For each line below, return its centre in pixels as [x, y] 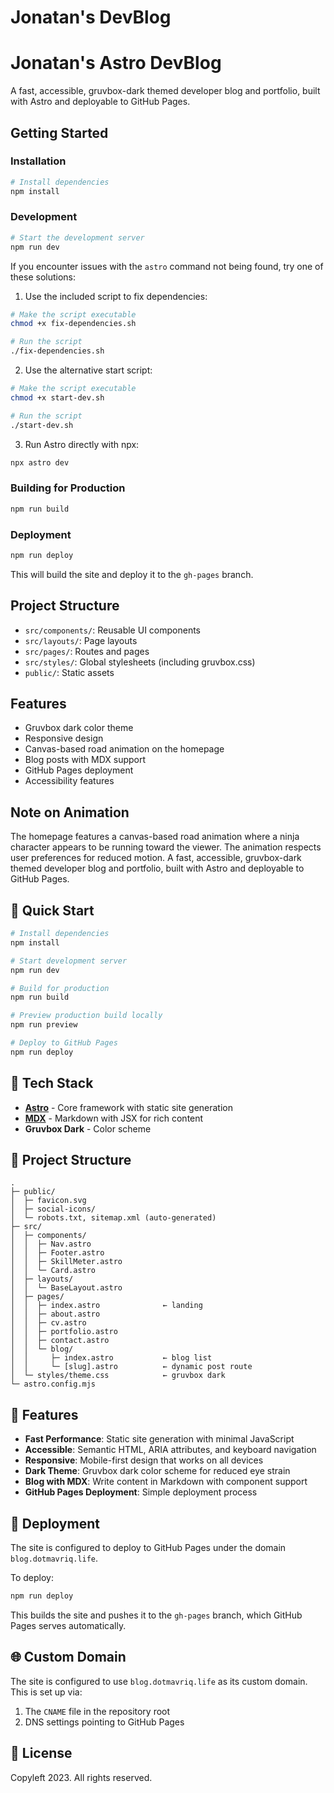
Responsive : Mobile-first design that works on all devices [144, 1460]
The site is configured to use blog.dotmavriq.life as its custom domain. [159, 1681]
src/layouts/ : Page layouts [81, 640]
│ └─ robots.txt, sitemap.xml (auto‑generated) [113, 1218]
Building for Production [68, 488]
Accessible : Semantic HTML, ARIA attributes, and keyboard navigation [170, 1450]
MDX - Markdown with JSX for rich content [114, 1118]
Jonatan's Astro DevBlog [116, 63]
